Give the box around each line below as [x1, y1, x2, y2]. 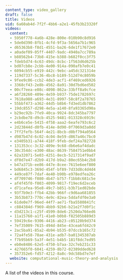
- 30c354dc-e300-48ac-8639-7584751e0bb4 [10, 148, 96, 153]
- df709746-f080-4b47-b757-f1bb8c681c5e [10, 176, 96, 182]
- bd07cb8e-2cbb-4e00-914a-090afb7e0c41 [10, 64, 96, 69]
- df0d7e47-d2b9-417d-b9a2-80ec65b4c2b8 [10, 157, 96, 162]
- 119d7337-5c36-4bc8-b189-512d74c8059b [10, 73, 96, 78]
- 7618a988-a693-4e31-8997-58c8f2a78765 [10, 96, 96, 101]
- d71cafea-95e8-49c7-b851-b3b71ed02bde [10, 186, 96, 191]
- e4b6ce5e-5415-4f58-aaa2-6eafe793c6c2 [10, 120, 96, 125]
